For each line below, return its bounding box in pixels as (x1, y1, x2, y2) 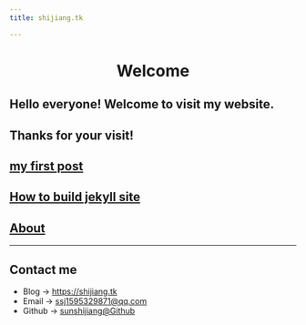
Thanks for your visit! (9, 127, 134, 143)
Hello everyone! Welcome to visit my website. (9, 96, 275, 112)
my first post (9, 158, 84, 174)
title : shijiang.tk (9, 13, 84, 23)
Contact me (9, 261, 77, 278)
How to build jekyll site (9, 189, 141, 205)
